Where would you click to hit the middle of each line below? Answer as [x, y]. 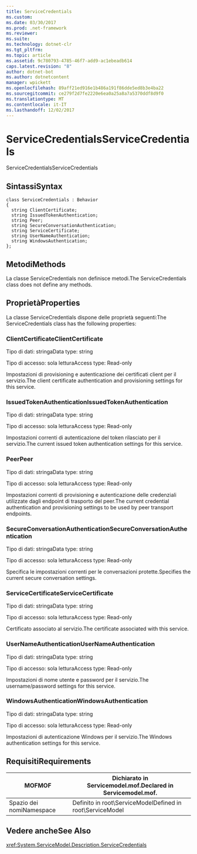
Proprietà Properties [43, 303]
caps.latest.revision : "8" [39, 66]
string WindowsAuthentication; [50, 241]
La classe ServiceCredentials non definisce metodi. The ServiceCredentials [96, 278]
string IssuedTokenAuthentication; [55, 215]
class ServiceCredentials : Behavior [52, 200]
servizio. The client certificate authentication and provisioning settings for [94, 381]
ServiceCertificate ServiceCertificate [60, 593]
